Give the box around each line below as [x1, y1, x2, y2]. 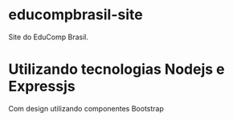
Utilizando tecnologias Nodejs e [8, 60, 225, 79]
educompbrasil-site [8, 6, 143, 24]
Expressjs [8, 78, 76, 95]
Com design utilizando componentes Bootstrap [8, 103, 165, 113]
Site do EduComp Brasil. [8, 32, 88, 42]
